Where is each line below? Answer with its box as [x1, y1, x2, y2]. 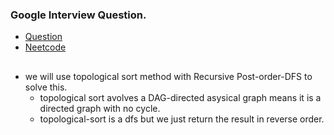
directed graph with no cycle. [39, 102, 161, 114]
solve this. [24, 81, 68, 93]
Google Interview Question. [10, 8, 147, 22]
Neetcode [24, 41, 67, 53]
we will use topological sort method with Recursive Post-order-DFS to [24, 70, 313, 82]
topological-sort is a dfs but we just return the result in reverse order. [39, 113, 325, 125]
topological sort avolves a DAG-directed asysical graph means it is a [39, 91, 322, 103]
